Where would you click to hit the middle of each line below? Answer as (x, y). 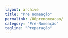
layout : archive (22, 10)
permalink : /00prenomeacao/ (34, 19)
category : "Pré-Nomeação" (32, 23)
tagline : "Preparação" (29, 28)
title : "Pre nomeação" (29, 14)
